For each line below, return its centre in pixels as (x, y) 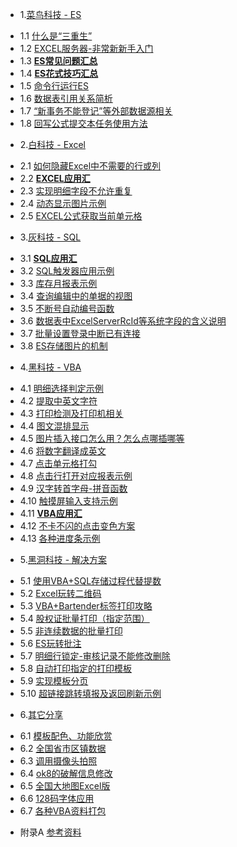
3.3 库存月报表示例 (58, 283)
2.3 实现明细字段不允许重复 (76, 191)
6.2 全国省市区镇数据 (63, 748)
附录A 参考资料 (50, 832)
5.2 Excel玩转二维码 (60, 593)
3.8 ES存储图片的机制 (63, 346)
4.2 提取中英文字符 (58, 401)
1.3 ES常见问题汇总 (58, 61)
